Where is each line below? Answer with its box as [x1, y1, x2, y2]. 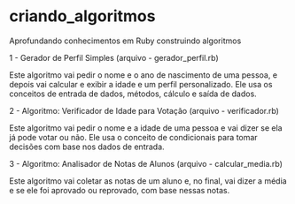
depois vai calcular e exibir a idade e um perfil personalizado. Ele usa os [9, 79, 273, 89]
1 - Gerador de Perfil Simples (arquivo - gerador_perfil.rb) [9, 52, 219, 63]
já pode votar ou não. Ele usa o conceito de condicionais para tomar [9, 132, 259, 142]
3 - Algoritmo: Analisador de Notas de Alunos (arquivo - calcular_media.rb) [9, 158, 283, 169]
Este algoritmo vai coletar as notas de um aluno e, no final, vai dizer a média [9, 175, 287, 186]
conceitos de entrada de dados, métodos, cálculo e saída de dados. [9, 88, 257, 99]
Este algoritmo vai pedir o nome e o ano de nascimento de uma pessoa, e [9, 69, 277, 80]
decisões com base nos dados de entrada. [9, 141, 166, 152]
